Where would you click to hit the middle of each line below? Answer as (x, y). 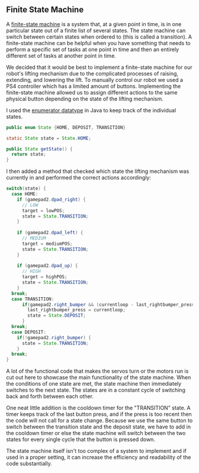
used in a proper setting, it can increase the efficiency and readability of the (99, 458)
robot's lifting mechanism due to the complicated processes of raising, (92, 73)
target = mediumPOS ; (47, 244)
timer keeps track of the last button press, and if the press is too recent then (99, 414)
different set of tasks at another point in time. (61, 55)
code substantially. (29, 463)
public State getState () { (39, 149)
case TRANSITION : (33, 299)
